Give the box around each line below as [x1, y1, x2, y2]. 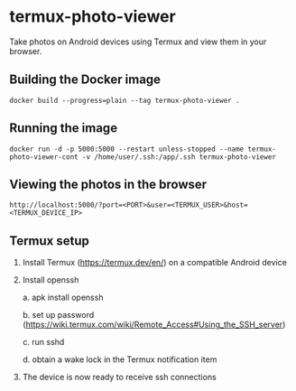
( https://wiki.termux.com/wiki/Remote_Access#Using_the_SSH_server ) [22, 319, 286, 330]
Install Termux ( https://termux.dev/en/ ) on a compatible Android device [22, 257, 287, 268]
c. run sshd [22, 337, 65, 348]
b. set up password [22, 310, 95, 321]
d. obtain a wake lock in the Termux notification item [22, 354, 217, 365]
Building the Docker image [9, 72, 161, 88]
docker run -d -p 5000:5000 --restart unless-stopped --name [9, 144, 245, 154]
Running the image [9, 120, 118, 136]
